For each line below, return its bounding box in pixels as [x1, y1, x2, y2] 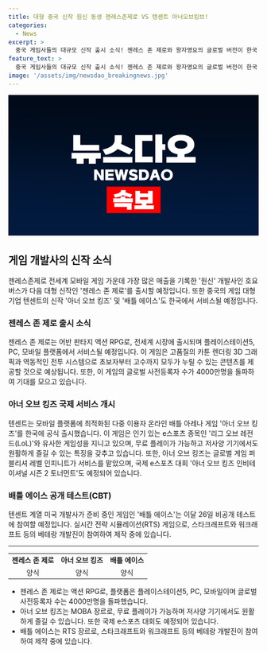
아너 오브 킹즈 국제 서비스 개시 [8, 398, 116, 410]
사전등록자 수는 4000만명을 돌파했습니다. [19, 597, 149, 606]
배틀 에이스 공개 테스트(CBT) [8, 490, 112, 501]
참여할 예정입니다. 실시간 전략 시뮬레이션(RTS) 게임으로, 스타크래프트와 [16, 519, 237, 529]
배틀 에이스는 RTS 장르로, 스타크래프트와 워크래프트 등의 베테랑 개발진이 [19, 627, 244, 636]
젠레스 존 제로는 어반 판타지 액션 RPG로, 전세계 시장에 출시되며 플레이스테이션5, [8, 337, 255, 347]
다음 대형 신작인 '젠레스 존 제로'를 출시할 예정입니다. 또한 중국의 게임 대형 [29, 286, 256, 296]
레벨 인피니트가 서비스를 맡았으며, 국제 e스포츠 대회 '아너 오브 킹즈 [29, 458, 235, 468]
